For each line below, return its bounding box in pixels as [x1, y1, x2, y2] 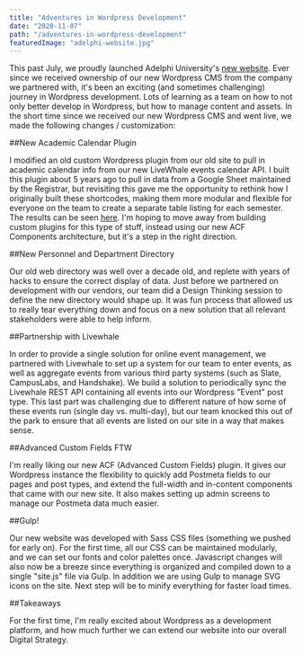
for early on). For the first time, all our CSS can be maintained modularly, [9, 543, 278, 553]
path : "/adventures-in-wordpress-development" [9, 30, 187, 39]
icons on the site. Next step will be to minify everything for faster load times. [9, 580, 292, 591]
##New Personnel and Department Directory [9, 249, 175, 260]
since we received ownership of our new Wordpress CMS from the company [9, 73, 293, 84]
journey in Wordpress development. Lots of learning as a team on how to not [9, 92, 293, 102]
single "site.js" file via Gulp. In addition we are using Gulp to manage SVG [9, 571, 281, 582]
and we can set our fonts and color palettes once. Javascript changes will [9, 552, 283, 562]
